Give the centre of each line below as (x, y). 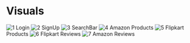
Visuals (25, 11)
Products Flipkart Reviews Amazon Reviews (71, 33)
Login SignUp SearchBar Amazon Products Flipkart (100, 27)
